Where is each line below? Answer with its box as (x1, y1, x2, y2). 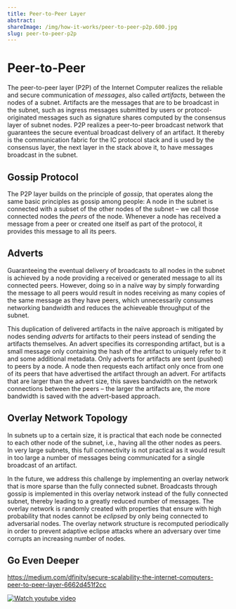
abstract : (7, 17, 37, 24)
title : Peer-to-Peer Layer (7, 10, 86, 18)
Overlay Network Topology (7, 412, 128, 424)
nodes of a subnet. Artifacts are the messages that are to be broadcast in (7, 98, 219, 107)
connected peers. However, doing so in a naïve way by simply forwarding (7, 281, 220, 289)
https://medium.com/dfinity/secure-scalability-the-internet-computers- (7, 573, 214, 582)
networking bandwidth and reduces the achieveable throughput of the (7, 303, 211, 312)
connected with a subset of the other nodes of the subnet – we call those (7, 205, 219, 213)
